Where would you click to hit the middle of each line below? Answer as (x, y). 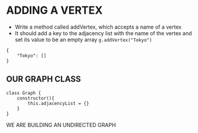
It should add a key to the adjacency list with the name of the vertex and (103, 33)
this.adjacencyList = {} (58, 103)
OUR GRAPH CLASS (44, 79)
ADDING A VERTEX (55, 10)
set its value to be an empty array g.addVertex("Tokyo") (83, 39)
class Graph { (24, 93)
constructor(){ (36, 98)
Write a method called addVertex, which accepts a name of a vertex (98, 27)
